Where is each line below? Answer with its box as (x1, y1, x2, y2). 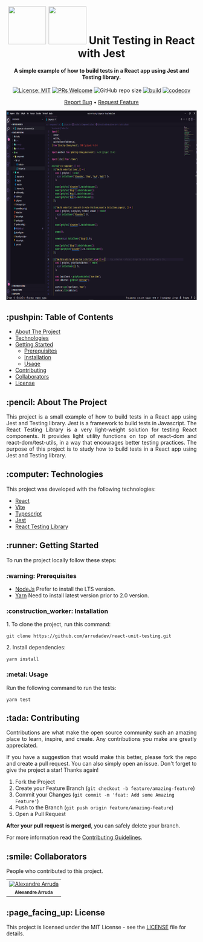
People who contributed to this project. (6, 867, 104, 875)
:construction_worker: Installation (6, 606, 109, 615)
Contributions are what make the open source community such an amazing (6, 729, 197, 736)
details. (6, 930, 25, 937)
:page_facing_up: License (6, 907, 106, 918)
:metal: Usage (6, 670, 48, 678)
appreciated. (6, 742, 38, 749)
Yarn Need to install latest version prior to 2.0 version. (14, 591, 149, 599)
